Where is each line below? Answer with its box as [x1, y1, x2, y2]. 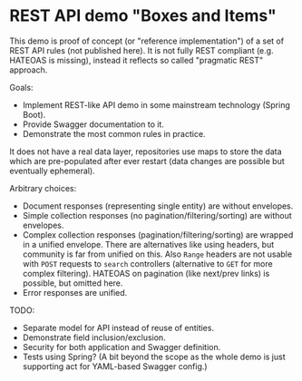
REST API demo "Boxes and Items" [9, 5, 277, 26]
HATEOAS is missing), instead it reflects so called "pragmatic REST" [9, 54, 264, 65]
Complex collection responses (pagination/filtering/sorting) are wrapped [22, 229, 294, 240]
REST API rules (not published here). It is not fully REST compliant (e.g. [9, 44, 274, 55]
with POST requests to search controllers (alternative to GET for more [22, 258, 274, 269]
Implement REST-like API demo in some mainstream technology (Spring [22, 99, 290, 110]
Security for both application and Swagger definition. [22, 341, 221, 352]
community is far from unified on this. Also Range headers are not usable [22, 249, 293, 259]
